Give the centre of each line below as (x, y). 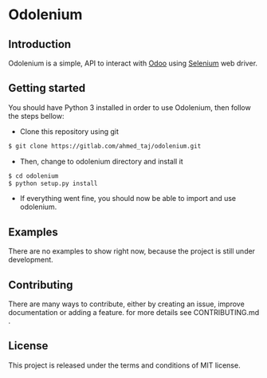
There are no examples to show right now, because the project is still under (132, 251)
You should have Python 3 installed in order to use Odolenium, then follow (130, 107)
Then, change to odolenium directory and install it (101, 161)
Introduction (40, 44)
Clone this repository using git (69, 131)
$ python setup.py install (53, 183)
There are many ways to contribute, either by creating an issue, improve (126, 304)
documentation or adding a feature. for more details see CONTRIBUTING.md (134, 313)
